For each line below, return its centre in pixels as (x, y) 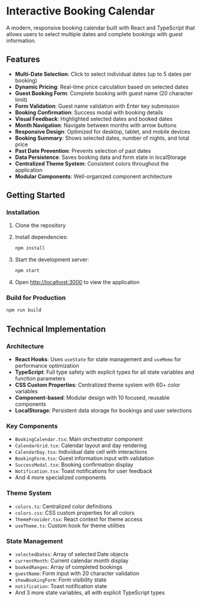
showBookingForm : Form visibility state (61, 580)
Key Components (32, 426)
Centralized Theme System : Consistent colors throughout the (92, 163)
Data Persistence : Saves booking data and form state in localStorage (100, 157)
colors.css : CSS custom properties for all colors (75, 512)
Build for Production (36, 298)
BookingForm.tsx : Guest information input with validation (84, 458)
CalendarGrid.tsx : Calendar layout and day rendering (81, 445)
